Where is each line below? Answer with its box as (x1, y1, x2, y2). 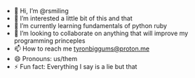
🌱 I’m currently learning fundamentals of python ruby (13, 22, 167, 30)
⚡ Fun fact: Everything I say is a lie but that (13, 63, 137, 70)
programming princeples (13, 37, 86, 45)
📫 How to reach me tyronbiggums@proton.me (13, 44, 149, 53)
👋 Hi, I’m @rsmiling (13, 7, 69, 15)
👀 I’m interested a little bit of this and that (13, 14, 133, 22)
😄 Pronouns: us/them (13, 55, 78, 63)
